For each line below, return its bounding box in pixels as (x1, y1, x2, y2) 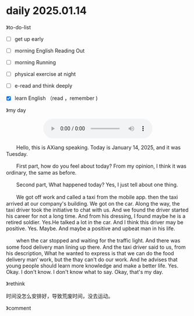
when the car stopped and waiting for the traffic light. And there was (16, 237, 181, 244)
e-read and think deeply (14, 82, 73, 89)
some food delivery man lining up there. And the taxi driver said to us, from (6, 244, 186, 251)
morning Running (14, 59, 57, 66)
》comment (6, 305, 31, 312)
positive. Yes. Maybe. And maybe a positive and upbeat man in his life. (6, 225, 175, 232)
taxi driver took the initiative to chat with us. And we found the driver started (6, 206, 189, 214)
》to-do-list (6, 23, 31, 30)
